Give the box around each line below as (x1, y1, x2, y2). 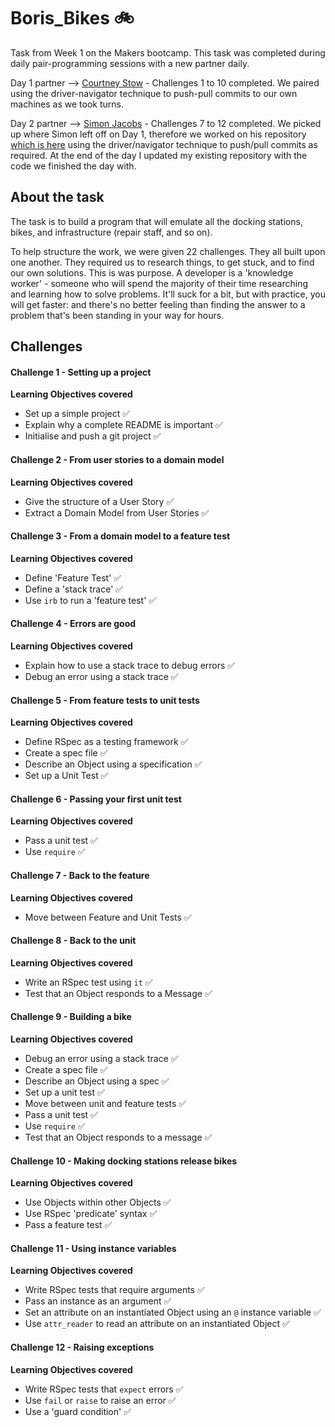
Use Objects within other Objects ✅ (24, 1196, 172, 1209)
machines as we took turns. (10, 98, 124, 110)
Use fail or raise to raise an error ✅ (24, 1394, 177, 1406)
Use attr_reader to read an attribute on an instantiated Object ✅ (24, 1318, 290, 1330)
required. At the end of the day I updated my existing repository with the (10, 149, 308, 161)
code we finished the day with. (10, 160, 137, 172)
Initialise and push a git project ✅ (24, 430, 162, 442)
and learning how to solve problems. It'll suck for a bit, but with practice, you (10, 288, 326, 300)
